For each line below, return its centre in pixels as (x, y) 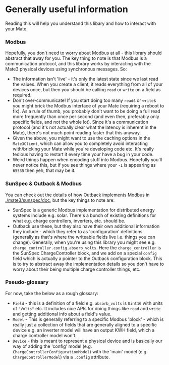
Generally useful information (67, 9)
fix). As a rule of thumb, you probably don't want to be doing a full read (86, 111)
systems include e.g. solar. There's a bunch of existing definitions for (84, 215)
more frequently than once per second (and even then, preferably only (86, 117)
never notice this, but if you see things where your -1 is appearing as (84, 165)
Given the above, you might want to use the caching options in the (81, 138)
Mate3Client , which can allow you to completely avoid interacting (80, 143)
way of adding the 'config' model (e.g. (52, 346)
